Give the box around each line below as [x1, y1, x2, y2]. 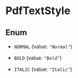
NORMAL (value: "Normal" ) [13, 43, 73, 50]
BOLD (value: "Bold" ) [13, 55, 62, 61]
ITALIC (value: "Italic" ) [13, 66, 73, 73]
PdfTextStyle [5, 4, 71, 18]
